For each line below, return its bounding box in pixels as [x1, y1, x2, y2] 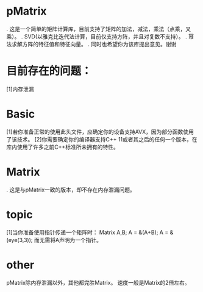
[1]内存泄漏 [6, 85, 34, 93]
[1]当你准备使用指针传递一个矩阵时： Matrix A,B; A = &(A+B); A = [6, 229, 169, 236]
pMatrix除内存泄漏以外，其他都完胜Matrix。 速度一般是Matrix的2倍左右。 [6, 279, 190, 286]
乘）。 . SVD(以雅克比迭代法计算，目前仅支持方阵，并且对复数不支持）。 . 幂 [6, 32, 194, 40]
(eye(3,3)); [6, 236, 33, 243]
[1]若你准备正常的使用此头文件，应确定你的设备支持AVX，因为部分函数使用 [6, 128, 194, 135]
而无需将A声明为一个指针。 [34, 236, 102, 243]
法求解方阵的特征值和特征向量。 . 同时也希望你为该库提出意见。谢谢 [6, 40, 177, 48]
